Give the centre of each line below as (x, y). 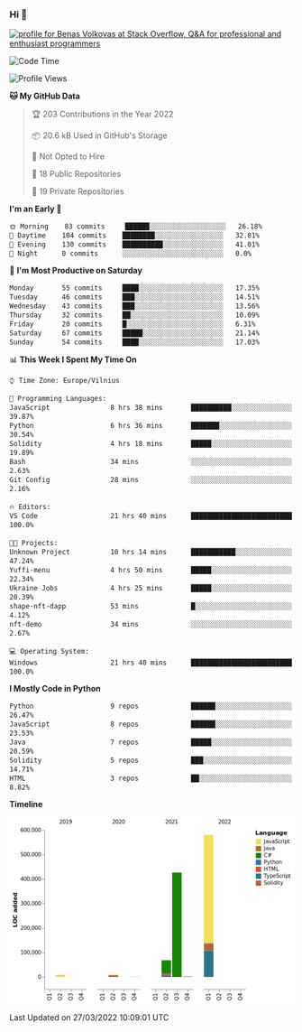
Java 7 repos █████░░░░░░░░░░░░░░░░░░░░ (151, 743)
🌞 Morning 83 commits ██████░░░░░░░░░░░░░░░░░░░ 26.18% (136, 227)
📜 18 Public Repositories (76, 174)
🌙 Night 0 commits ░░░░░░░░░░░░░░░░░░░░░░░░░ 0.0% (131, 254)
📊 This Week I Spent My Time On (73, 359)
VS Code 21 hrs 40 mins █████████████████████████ (151, 516)
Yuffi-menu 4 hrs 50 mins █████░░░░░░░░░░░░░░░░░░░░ (151, 571)
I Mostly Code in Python (55, 689)
